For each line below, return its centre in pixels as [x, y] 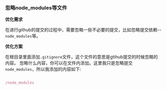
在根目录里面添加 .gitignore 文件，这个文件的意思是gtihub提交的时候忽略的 [82, 57]
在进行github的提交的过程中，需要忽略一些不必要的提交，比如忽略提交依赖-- [83, 30]
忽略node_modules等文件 [36, 7]
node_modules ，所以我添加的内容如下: [43, 69]
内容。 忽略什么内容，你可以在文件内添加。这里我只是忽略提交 [69, 63]
